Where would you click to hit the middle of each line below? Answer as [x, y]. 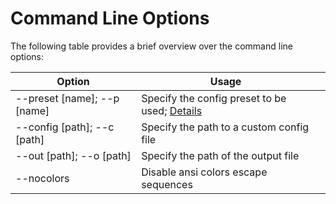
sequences [167, 184]
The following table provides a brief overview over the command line [151, 46]
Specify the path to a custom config [225, 127]
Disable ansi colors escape [204, 172]
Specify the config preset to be [214, 98]
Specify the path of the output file [220, 155]
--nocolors [42, 178]
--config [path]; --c [65, 127]
